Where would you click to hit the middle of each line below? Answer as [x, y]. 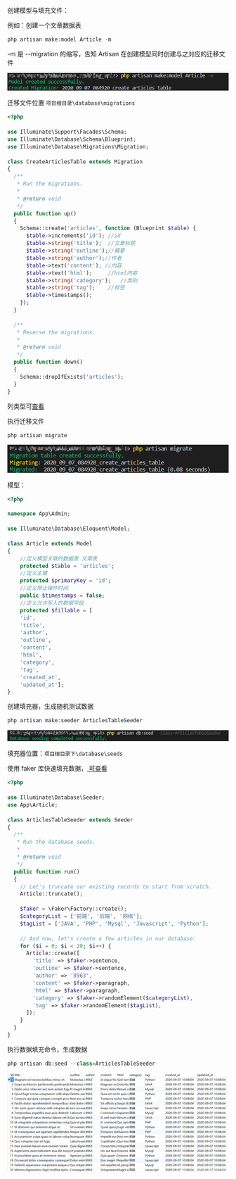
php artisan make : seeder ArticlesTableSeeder [75, 721]
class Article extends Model [50, 543]
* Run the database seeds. [56, 842]
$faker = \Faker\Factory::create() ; [74, 909]
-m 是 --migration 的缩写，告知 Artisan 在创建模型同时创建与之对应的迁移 [113, 53]
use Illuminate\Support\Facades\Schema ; [67, 132]
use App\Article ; [33, 805]
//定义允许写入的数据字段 [52, 603]
